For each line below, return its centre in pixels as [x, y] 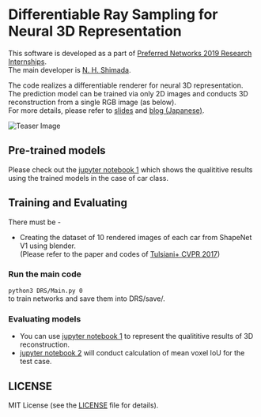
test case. [36, 362]
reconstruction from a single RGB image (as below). [92, 102]
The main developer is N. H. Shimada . [70, 69]
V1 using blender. [48, 246]
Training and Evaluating [68, 203]
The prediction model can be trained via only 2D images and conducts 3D [129, 93]
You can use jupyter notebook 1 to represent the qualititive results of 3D [136, 336]
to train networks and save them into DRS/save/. [87, 299]
